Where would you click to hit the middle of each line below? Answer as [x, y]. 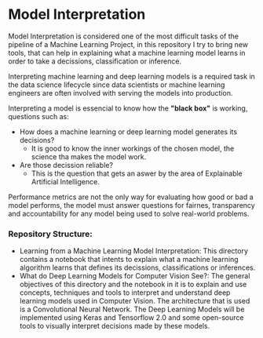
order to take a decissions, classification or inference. [95, 61]
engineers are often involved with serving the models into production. [121, 93]
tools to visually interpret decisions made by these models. [115, 326]
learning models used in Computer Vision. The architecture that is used [135, 301]
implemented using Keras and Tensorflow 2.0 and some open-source [131, 318]
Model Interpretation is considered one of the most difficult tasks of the [124, 36]
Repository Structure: [50, 234]
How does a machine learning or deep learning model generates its [128, 132]
